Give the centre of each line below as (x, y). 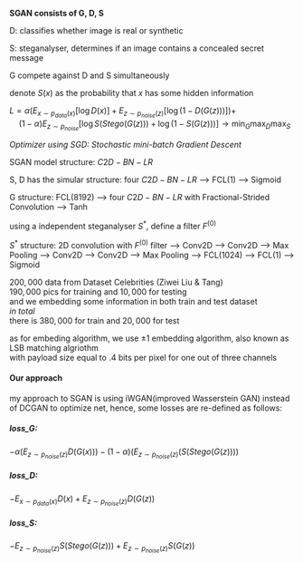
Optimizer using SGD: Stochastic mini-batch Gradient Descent (126, 145)
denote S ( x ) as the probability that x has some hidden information (132, 93)
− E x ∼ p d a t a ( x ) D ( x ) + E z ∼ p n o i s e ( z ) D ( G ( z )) (82, 500)
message (26, 58)
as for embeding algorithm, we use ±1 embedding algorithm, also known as (149, 338)
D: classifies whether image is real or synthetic (96, 30)
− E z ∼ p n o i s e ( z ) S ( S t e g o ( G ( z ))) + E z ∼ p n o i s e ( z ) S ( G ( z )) (102, 547)
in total (22, 311)
